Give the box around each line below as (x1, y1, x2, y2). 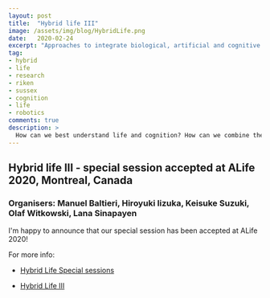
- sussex (8, 86, 38, 95)
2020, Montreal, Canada (8, 173, 133, 187)
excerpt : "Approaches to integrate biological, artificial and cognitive (8, 42, 261, 50)
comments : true (8, 116, 59, 125)
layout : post (8, 11, 52, 20)
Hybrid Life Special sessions (19, 266, 115, 276)
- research (8, 71, 45, 80)
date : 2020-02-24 (8, 34, 74, 43)
